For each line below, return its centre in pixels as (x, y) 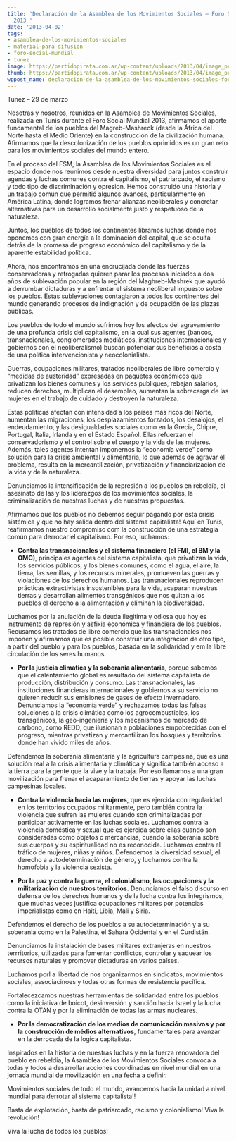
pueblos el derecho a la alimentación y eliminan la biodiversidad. (111, 603)
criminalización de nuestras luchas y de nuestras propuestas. (96, 501)
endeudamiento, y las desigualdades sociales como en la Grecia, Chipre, (112, 427)
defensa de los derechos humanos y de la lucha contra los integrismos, (121, 896)
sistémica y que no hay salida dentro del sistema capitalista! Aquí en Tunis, (116, 522)
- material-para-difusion (45, 47)
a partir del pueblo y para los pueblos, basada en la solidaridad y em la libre (117, 646)
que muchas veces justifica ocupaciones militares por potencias (110, 904)
